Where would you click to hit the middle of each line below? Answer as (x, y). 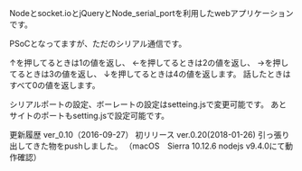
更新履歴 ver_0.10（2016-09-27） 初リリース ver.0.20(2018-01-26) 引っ (142, 135)
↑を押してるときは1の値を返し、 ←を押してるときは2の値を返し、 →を (141, 63)
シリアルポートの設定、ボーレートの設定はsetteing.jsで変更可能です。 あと (148, 104)
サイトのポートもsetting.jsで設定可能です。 (90, 116)
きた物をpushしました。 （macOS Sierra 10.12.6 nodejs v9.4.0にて (159, 146)
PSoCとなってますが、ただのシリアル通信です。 (98, 44)
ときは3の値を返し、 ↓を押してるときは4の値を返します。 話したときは (158, 74)
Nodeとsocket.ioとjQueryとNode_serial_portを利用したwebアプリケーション (151, 13)
